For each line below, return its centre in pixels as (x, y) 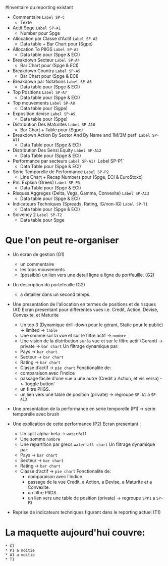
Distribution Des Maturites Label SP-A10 (54, 124)
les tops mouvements (42, 269)
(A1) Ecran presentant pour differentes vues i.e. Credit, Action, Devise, (86, 310)
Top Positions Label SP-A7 (40, 92)
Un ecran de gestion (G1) (38, 254)
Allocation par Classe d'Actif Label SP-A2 (55, 38)
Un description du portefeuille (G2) (49, 284)
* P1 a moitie (20, 550)
